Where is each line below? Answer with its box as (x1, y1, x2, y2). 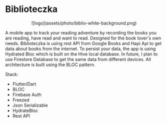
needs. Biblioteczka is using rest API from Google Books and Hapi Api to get (5, 40, 161, 46)
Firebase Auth (12, 91, 41, 97)
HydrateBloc (12, 107, 38, 113)
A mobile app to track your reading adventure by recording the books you (5, 29, 156, 35)
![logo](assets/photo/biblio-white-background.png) (31, 20, 137, 26)
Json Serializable (12, 102, 48, 108)
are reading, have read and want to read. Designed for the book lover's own (5, 35, 161, 41)
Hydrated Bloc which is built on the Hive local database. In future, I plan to (5, 51, 158, 57)
